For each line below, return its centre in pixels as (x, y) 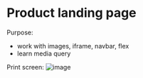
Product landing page (71, 13)
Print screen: (25, 67)
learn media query (44, 53)
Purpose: (20, 32)
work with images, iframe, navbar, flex (73, 46)
